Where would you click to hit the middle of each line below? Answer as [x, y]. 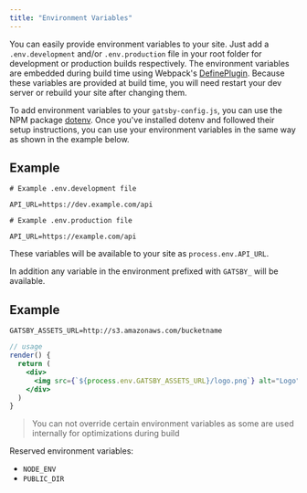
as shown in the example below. [69, 139]
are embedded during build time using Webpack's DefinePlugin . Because [147, 73]
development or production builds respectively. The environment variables [149, 63]
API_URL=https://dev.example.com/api [81, 205]
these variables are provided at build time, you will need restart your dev [146, 82]
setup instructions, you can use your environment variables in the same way [153, 130]
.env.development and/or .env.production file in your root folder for [136, 53]
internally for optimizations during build [106, 434]
